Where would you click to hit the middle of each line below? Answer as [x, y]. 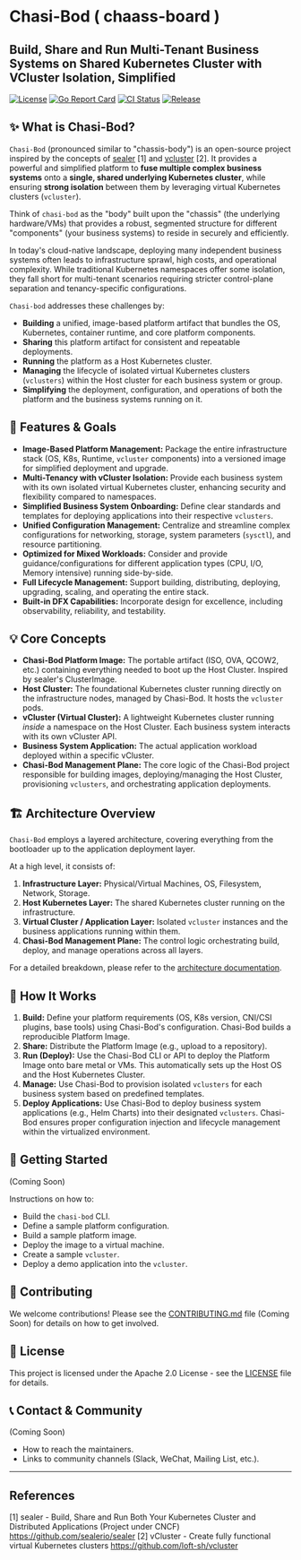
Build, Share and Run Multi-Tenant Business [134, 50]
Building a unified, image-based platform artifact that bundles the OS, [151, 323]
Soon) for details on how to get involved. [84, 1323]
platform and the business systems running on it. [112, 399]
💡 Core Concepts [58, 639]
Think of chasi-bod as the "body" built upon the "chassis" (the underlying [145, 213]
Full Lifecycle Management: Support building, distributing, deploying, [151, 582]
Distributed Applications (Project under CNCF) [95, 1527]
